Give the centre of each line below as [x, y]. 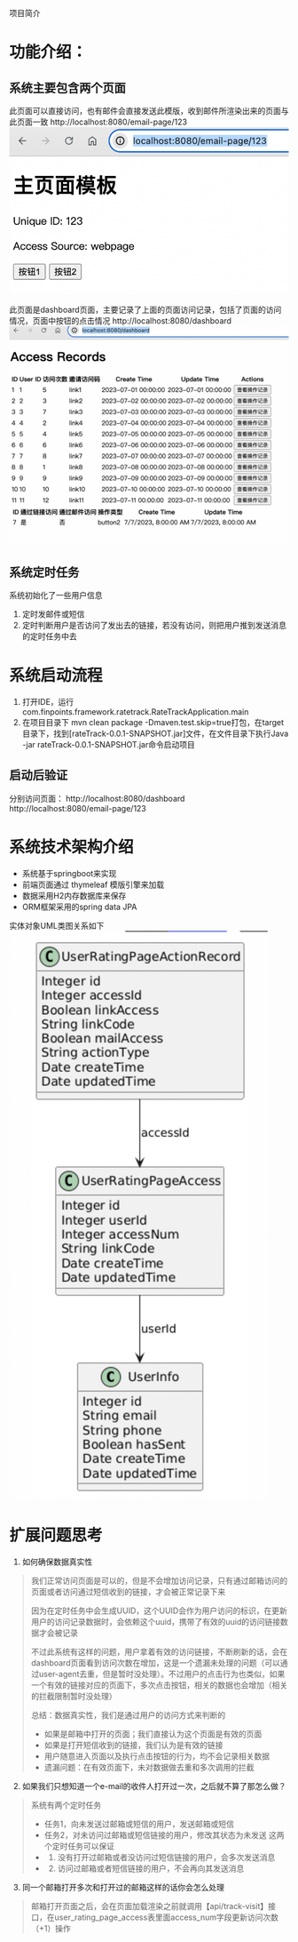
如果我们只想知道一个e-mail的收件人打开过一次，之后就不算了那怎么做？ [154, 1786]
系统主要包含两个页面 [67, 88]
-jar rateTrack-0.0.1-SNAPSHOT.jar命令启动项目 [108, 744]
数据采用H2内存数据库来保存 [74, 895]
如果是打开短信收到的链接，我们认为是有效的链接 [133, 1745]
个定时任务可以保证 [79, 1846]
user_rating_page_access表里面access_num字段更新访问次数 [167, 1917]
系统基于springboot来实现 [69, 873]
